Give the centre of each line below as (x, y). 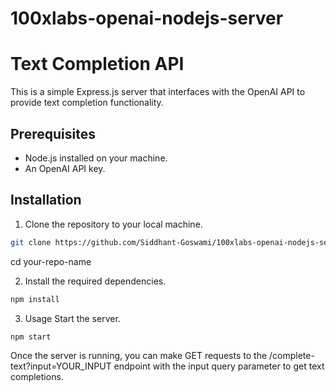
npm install (35, 299)
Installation (46, 200)
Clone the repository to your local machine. (113, 224)
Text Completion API (97, 64)
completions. (37, 377)
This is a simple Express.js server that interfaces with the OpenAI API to (158, 92)
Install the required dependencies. (95, 281)
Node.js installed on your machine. (96, 158)
